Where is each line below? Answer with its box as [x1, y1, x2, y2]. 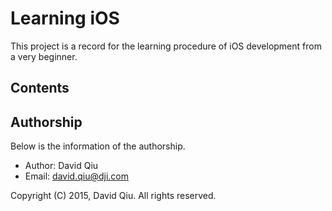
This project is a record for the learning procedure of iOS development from [10, 40, 322, 52]
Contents [10, 80, 70, 97]
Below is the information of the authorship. [10, 140, 186, 152]
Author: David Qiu [24, 160, 99, 172]
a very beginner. [10, 50, 78, 62]
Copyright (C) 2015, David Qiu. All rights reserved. [10, 190, 217, 202]
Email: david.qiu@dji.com [24, 170, 129, 182]
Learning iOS [10, 7, 120, 30]
